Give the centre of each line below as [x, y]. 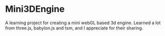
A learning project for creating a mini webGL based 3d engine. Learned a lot [83, 23]
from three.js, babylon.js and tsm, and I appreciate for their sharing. [74, 28]
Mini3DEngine [35, 9]
